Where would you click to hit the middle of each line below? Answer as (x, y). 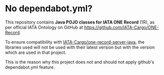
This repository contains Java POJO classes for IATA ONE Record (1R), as (80, 22)
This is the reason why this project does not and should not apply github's (80, 62)
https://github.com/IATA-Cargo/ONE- (121, 27)
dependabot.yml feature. (30, 67)
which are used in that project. (36, 52)
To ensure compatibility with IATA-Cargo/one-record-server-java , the (75, 42)
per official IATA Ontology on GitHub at (44, 27)
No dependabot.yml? (49, 9)
